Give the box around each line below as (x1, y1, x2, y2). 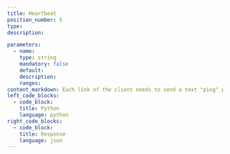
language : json (19, 137, 63, 144)
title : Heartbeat (7, 10, 57, 17)
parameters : (7, 42, 41, 49)
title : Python (19, 105, 60, 112)
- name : (13, 48, 36, 55)
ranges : (19, 79, 41, 86)
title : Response (19, 131, 66, 138)
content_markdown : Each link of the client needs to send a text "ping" (7, 86, 219, 93)
